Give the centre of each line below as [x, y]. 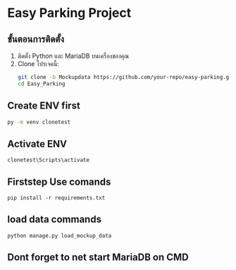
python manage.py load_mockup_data [60, 235]
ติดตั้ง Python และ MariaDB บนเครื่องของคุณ [73, 56]
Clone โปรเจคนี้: [38, 64]
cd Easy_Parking [41, 84]
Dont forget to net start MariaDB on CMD [98, 258]
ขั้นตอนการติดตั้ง [36, 39]
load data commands [55, 220]
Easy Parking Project [69, 13]
